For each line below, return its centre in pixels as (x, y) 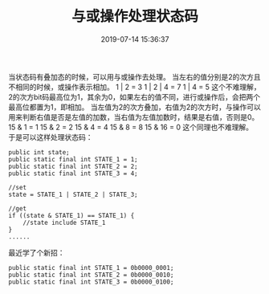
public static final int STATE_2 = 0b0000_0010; (91, 275)
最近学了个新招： (37, 252)
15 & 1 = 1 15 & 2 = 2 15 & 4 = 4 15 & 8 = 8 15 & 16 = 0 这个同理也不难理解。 (130, 127)
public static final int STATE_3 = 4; (73, 174)
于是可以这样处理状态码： (51, 137)
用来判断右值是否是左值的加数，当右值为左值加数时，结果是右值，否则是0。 (134, 116)
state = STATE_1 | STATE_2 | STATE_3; (73, 194)
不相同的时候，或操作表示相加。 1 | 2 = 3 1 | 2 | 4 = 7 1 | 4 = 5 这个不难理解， (134, 87)
